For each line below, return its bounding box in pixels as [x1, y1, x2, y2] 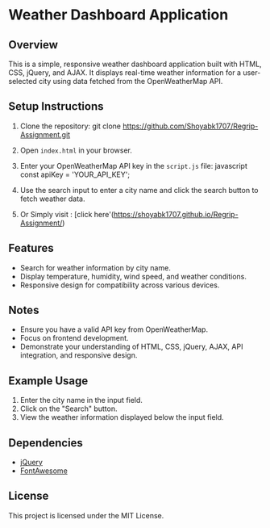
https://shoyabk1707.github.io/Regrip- [113, 209, 239, 219]
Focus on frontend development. [19, 333, 129, 343]
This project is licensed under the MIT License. [8, 510, 164, 520]
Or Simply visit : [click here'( [19, 209, 114, 219]
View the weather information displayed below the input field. [19, 413, 224, 422]
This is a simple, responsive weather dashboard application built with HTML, [8, 59, 262, 69]
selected [8, 77, 38, 86]
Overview [8, 38, 59, 52]
